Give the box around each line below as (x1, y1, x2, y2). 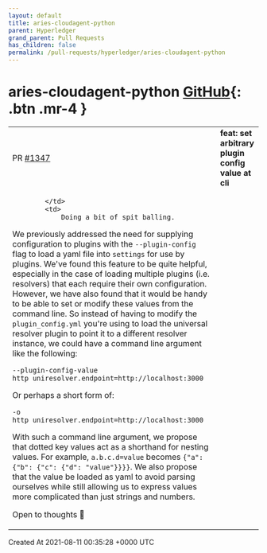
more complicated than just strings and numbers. (12, 491, 195, 502)
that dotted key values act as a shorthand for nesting (12, 441, 209, 452)
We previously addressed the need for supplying (12, 228, 194, 240)
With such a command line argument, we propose (12, 431, 198, 442)
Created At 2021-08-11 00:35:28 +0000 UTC (8, 537, 155, 547)
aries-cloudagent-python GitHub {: (8, 83, 242, 101)
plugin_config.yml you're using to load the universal (12, 317, 208, 329)
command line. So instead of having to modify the (12, 308, 197, 319)
